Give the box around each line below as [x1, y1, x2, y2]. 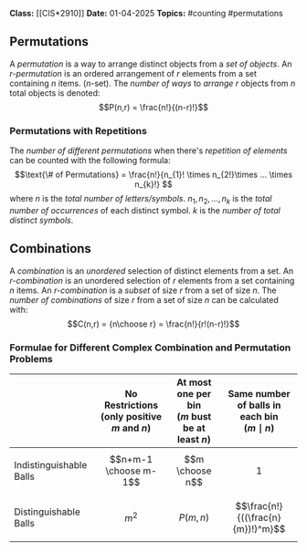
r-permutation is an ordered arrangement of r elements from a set [9, 68, 258, 78]
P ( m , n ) [178, 511, 210, 524]
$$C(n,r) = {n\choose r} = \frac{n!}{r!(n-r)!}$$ [67, 318, 240, 329]
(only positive [100, 411, 163, 423]
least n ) [176, 433, 212, 446]
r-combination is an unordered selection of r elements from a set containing [9, 275, 295, 286]
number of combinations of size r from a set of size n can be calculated [9, 294, 279, 305]
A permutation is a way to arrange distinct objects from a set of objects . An [9, 58, 292, 69]
